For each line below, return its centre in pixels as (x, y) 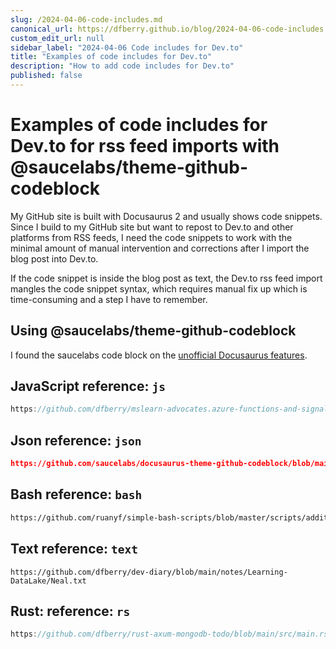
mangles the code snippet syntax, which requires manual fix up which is (159, 288)
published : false (46, 76)
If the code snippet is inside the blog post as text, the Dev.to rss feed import (166, 278)
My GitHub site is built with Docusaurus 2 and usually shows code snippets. (166, 216)
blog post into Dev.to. (54, 258)
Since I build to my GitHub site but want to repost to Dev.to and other (152, 227)
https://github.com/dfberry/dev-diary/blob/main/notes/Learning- (149, 572)
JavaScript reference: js (88, 386)
